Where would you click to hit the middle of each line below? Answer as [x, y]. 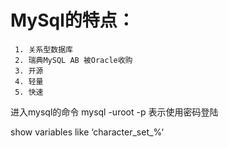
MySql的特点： [72, 20]
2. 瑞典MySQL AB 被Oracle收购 [73, 60]
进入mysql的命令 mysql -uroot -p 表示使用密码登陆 [114, 112]
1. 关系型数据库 [43, 49]
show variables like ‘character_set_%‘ [87, 132]
